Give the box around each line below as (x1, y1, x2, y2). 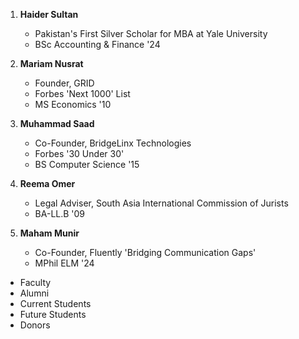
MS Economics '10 (34, 99, 112, 110)
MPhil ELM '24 (34, 257, 95, 269)
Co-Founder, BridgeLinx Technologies (34, 137, 192, 149)
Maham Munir (19, 227, 80, 239)
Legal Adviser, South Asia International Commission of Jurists (34, 197, 289, 209)
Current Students (19, 298, 92, 309)
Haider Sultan (19, 9, 79, 20)
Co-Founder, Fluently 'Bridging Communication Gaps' (34, 247, 257, 258)
